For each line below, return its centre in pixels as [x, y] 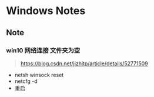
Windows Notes [46, 11]
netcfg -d [26, 81]
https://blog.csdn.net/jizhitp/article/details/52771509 [84, 63]
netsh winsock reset [39, 75]
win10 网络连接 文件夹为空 [43, 50]
